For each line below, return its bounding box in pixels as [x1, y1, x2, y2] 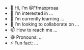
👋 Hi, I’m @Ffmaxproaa [10, 5, 59, 11]
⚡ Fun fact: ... [10, 40, 38, 46]
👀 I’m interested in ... [10, 10, 53, 16]
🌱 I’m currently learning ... [10, 16, 65, 21]
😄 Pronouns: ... [10, 34, 43, 40]
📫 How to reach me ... [10, 27, 58, 33]
